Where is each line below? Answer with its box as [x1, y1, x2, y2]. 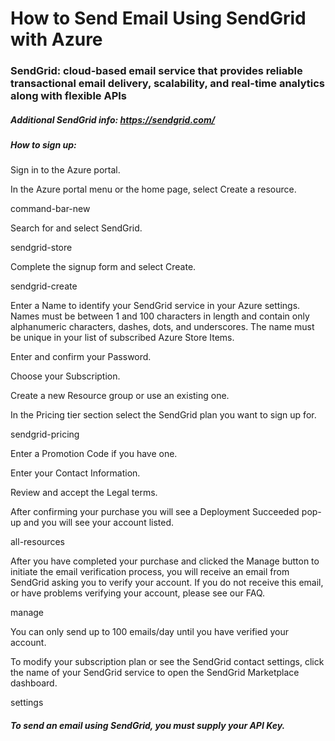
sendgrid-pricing [10, 428, 80, 441]
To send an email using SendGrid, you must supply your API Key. [10, 720, 286, 732]
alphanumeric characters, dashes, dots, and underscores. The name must [10, 321, 315, 333]
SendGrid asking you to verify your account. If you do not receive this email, [10, 577, 324, 589]
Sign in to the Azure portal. [10, 164, 121, 176]
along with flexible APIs [10, 89, 128, 103]
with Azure [10, 28, 103, 51]
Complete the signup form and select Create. [10, 261, 197, 273]
